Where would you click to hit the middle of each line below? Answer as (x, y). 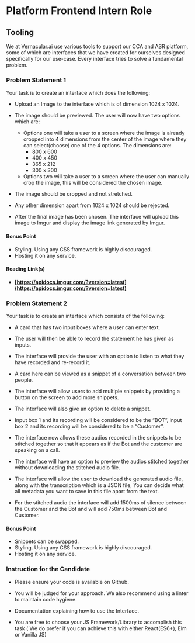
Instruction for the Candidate (48, 569)
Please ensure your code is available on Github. (72, 582)
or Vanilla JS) (30, 634)
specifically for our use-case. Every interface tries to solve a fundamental (95, 59)
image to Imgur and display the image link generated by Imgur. (90, 223)
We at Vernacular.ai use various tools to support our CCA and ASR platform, (97, 46)
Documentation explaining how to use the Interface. (76, 611)
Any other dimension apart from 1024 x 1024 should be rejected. (92, 205)
